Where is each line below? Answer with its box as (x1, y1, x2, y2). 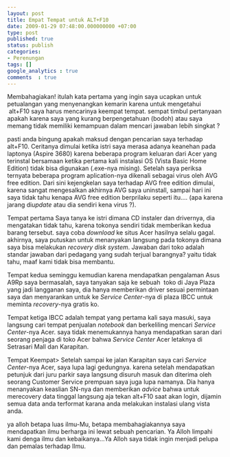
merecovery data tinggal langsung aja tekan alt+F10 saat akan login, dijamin (7, 392, 222, 401)
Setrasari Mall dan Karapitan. (7, 342, 89, 351)
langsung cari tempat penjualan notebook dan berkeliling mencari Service (7, 320, 216, 329)
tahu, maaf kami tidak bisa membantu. (7, 258, 115, 266)
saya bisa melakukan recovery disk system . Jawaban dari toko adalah (7, 243, 205, 251)
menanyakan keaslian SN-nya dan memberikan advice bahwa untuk (7, 385, 200, 393)
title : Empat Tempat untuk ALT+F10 (7, 16, 109, 23)
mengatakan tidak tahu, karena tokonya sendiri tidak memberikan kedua (7, 221, 211, 230)
